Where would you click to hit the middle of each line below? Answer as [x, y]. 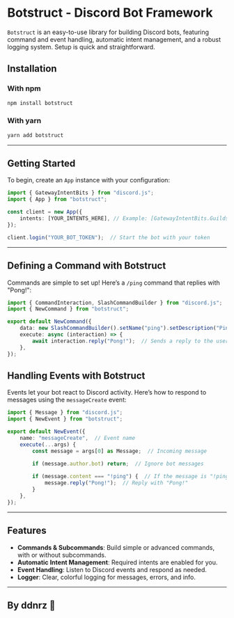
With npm [24, 88]
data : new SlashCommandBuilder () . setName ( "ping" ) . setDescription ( [118, 328]
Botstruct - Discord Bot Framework [110, 13]
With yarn [24, 121]
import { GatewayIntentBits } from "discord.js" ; [81, 193]
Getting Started [41, 164]
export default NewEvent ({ [46, 432]
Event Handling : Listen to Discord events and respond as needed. [112, 569]
